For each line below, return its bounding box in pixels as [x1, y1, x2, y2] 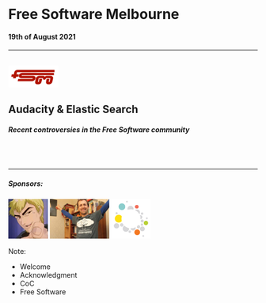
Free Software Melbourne [8, 6, 180, 24]
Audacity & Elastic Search [8, 103, 139, 116]
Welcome [19, 262, 51, 271]
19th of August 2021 [8, 32, 77, 41]
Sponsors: [8, 179, 44, 188]
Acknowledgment [19, 271, 78, 280]
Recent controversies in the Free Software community [8, 124, 190, 134]
